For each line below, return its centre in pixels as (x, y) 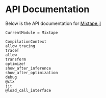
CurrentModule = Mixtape (32, 32)
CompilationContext (26, 42)
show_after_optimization (32, 73)
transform (16, 59)
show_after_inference (28, 68)
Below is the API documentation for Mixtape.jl (53, 23)
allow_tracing (20, 46)
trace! (12, 50)
